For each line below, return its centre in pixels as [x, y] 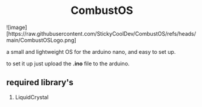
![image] [17, 27]
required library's [40, 83]
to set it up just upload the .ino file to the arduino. [68, 63]
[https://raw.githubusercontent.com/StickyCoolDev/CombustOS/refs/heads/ [101, 33]
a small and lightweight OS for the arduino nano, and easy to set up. [91, 51]
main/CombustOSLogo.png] [42, 40]
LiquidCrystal [32, 97]
